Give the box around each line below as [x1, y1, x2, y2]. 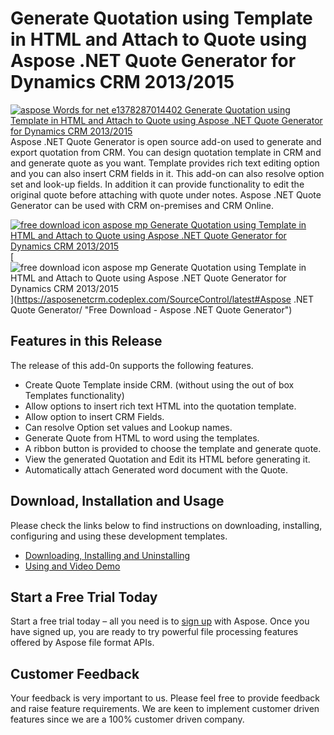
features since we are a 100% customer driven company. [10, 713, 245, 726]
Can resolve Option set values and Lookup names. [24, 421, 233, 433]
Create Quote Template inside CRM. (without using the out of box [24, 378, 295, 391]
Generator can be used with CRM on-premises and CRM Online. [10, 199, 274, 211]
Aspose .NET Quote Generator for [10, 50, 297, 72]
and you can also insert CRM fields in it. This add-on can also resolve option [10, 167, 325, 179]
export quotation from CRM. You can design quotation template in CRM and [10, 146, 322, 158]
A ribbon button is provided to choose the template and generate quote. [24, 442, 322, 454]
